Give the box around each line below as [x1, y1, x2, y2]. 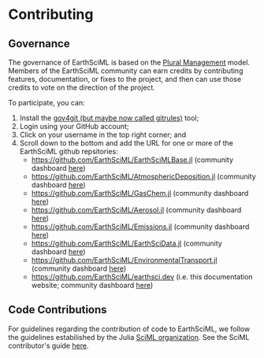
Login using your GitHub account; [19, 122, 129, 131]
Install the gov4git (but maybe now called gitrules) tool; [19, 113, 199, 123]
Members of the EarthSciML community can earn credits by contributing [8, 66, 244, 76]
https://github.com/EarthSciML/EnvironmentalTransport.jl [31, 256, 218, 264]
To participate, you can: [8, 98, 85, 107]
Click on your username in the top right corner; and [19, 130, 187, 139]
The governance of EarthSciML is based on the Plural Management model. [8, 57, 251, 67]
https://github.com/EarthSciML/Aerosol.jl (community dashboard [31, 205, 242, 214]
